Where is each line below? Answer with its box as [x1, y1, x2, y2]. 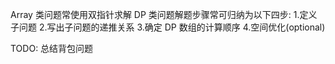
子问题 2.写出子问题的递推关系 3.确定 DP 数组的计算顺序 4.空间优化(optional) [10, 21, 326, 33]
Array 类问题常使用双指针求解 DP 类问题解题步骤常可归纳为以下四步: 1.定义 [10, 9, 318, 20]
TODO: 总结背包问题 [10, 43, 94, 54]
